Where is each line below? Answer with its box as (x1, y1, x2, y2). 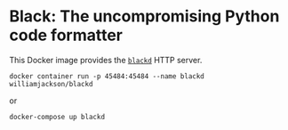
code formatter (9, 25, 123, 45)
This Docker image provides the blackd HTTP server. (9, 54, 203, 65)
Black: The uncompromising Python (9, 6, 280, 27)
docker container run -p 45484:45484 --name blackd (9, 71, 204, 81)
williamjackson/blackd (9, 79, 93, 88)
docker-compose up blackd (9, 112, 105, 121)
